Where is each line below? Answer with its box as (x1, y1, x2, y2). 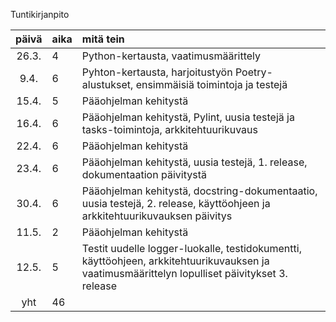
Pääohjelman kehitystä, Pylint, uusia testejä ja (81, 110, 295, 124)
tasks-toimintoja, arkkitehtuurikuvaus (81, 123, 258, 136)
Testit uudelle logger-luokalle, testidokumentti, (81, 242, 302, 255)
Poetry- (234, 65, 273, 79)
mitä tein (81, 32, 125, 46)
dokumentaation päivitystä (81, 168, 207, 181)
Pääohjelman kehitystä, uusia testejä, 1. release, (81, 155, 308, 169)
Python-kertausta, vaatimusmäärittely (81, 49, 262, 63)
